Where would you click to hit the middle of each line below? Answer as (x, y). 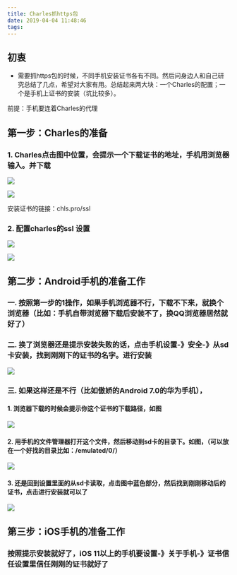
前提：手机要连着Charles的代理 (53, 108)
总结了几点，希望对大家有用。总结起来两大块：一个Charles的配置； (122, 85)
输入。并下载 (29, 165)
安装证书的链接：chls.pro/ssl (49, 208)
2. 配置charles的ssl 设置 (49, 228)
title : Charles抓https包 (43, 14)
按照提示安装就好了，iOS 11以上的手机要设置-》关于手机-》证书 (115, 553)
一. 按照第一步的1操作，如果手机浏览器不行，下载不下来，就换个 (116, 303)
